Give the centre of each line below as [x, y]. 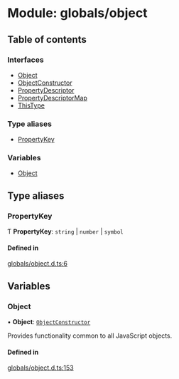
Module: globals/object [77, 13]
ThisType [31, 105]
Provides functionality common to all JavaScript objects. [90, 336]
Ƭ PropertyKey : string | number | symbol [66, 232]
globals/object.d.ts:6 [38, 264]
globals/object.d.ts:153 [41, 368]
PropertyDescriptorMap [52, 98]
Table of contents [47, 40]
